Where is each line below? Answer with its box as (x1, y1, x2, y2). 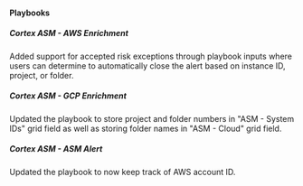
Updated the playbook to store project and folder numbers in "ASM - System (9, 113, 295, 124)
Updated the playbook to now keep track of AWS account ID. (9, 166, 236, 177)
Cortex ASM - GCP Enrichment (9, 90, 127, 101)
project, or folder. (9, 70, 74, 80)
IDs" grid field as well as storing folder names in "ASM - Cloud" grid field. (9, 123, 282, 134)
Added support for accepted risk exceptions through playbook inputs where (9, 51, 292, 61)
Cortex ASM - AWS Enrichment (9, 28, 129, 39)
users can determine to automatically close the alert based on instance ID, (9, 60, 287, 71)
